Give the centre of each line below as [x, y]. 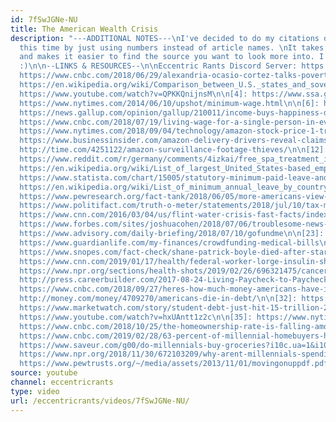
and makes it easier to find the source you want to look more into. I [172, 57]
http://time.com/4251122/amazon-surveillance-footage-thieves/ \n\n [163, 150]
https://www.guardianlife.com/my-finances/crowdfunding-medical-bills [169, 242]
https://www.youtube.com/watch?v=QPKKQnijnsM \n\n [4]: [133, 94]
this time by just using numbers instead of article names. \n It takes [172, 47]
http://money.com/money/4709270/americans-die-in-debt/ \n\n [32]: [158, 299]
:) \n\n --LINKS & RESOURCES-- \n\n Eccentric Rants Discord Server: [158, 66]
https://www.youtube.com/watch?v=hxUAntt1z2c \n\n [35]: [136, 317]
